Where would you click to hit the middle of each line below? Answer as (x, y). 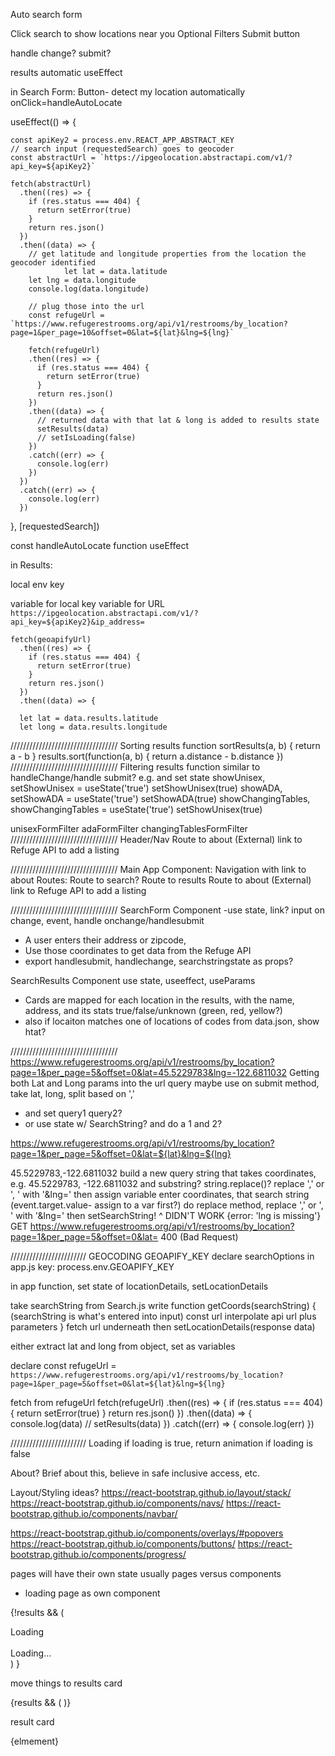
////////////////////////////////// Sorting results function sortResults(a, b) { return (165, 745)
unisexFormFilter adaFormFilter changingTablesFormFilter (129, 828)
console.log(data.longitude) (89, 289)
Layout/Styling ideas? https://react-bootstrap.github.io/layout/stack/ (151, 1492)
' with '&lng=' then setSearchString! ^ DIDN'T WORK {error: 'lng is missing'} (166, 1215)
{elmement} (35, 1741)
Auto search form (46, 14)
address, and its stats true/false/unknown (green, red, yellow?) (153, 1010)
